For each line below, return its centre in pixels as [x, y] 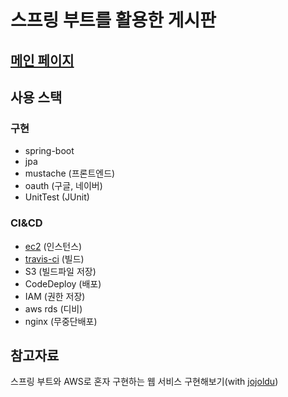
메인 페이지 [42, 60]
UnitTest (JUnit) [57, 197]
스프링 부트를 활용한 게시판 [113, 20]
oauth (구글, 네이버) [63, 186]
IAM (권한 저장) [55, 296]
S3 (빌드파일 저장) [60, 271]
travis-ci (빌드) [54, 258]
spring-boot [49, 151]
